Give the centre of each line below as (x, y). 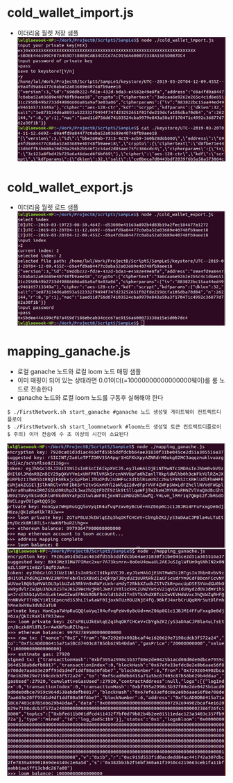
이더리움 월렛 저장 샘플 (48, 33)
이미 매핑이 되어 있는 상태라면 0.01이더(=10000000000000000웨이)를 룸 (118, 380)
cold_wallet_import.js (70, 13)
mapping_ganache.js (69, 352)
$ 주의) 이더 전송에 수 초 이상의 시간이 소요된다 (68, 435)
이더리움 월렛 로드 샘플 (48, 207)
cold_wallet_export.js (70, 187)
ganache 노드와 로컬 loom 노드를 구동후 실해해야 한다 (90, 398)
